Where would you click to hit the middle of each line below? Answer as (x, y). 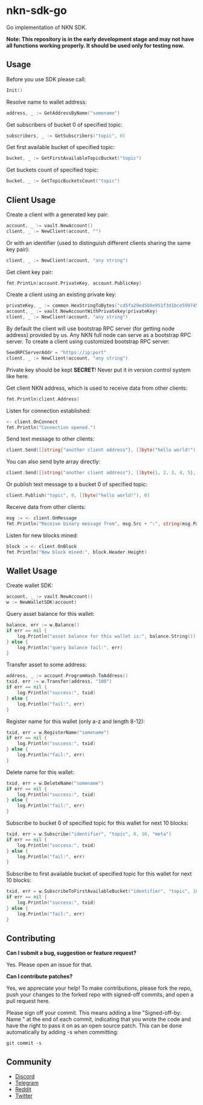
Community (29, 1062)
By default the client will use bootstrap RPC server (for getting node (91, 329)
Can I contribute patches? (40, 976)
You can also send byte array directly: (53, 462)
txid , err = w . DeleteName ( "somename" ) (55, 783)
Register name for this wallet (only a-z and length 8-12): (76, 721)
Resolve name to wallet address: (47, 102)
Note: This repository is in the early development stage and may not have (100, 39)
